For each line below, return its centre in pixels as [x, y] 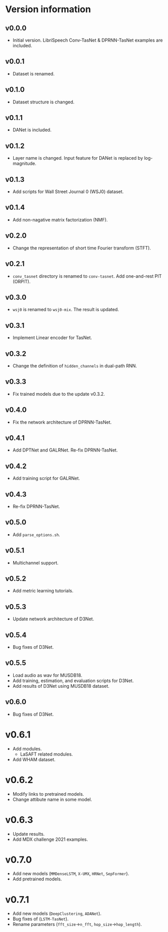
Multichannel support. [35, 563]
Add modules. [27, 749]
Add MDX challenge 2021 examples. [50, 839]
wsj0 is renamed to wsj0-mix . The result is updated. [66, 310]
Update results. [29, 834]
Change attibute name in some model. [52, 799]
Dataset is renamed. [33, 73]
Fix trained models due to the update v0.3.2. [59, 394]
